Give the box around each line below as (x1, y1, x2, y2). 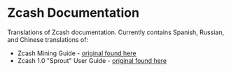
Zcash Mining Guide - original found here (17, 49, 136, 57)
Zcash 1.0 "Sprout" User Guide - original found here (17, 56, 167, 64)
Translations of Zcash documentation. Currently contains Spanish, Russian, (7, 28, 225, 36)
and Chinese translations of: (7, 35, 89, 43)
